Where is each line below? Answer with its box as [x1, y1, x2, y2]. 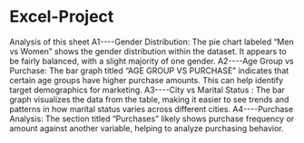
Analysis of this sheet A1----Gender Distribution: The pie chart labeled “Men [9, 36, 294, 47]
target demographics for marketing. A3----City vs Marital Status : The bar [9, 84, 286, 95]
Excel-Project [9, 6, 114, 27]
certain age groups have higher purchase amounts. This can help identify [9, 74, 284, 85]
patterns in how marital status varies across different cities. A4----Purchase [9, 103, 293, 114]
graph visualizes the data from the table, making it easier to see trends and [9, 93, 289, 105]
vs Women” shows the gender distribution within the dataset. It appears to [9, 45, 288, 56]
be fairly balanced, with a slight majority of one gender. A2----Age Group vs [9, 55, 294, 66]
